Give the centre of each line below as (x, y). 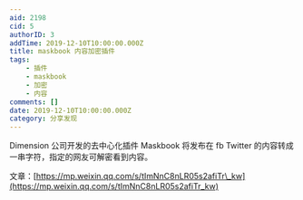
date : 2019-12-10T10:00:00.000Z (70, 110)
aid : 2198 (28, 18)
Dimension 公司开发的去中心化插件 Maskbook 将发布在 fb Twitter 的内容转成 (152, 146)
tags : (20, 60)
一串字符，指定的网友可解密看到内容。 (81, 157)
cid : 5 (22, 26)
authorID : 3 (32, 34)
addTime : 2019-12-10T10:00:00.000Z (77, 43)
